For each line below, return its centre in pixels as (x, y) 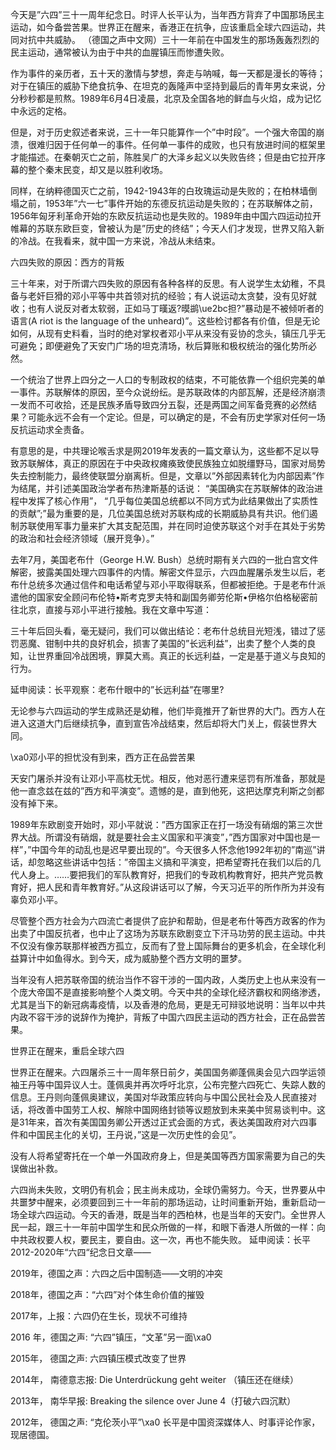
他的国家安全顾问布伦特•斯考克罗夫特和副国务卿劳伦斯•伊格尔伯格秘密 (164, 597)
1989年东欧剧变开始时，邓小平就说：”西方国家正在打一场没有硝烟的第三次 (162, 824)
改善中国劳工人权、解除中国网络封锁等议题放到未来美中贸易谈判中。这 (181, 1109)
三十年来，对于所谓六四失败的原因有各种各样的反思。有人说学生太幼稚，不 (163, 283)
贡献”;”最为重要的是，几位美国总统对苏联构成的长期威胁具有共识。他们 (164, 513)
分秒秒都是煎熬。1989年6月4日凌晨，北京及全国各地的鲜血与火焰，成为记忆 (166, 98)
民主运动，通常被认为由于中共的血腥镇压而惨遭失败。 (120, 52)
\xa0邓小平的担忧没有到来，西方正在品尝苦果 (103, 757)
